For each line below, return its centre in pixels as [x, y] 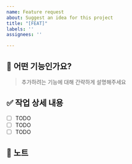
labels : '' [20, 29]
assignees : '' [24, 35]
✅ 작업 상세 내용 [35, 103]
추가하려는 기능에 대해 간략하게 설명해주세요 [74, 82]
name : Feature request [35, 12]
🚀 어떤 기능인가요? [39, 66]
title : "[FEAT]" [27, 23]
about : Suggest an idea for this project [60, 18]
